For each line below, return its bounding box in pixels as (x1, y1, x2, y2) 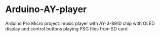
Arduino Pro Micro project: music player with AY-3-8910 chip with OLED (5, 20, 155, 26)
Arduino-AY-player (5, 4, 87, 15)
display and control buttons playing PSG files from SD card (5, 25, 128, 31)
